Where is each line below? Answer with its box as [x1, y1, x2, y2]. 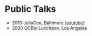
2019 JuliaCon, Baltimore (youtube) [11, 20, 85, 26]
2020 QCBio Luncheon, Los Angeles [11, 25, 87, 31]
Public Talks [4, 3, 56, 15]
